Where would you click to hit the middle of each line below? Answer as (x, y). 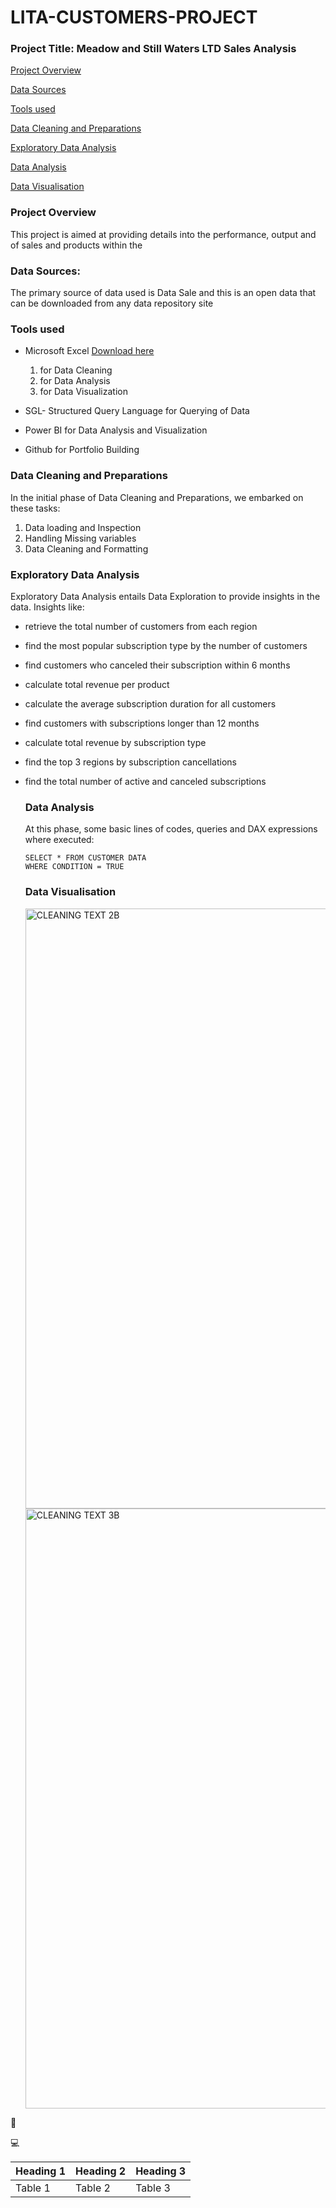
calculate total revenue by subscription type (115, 742)
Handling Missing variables (80, 538)
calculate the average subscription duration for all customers (150, 703)
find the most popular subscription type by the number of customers (166, 645)
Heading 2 (101, 2171)
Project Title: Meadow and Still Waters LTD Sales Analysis (153, 49)
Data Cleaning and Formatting (86, 548)
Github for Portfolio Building (82, 450)
